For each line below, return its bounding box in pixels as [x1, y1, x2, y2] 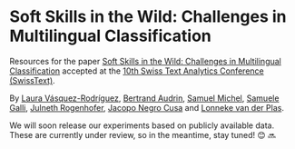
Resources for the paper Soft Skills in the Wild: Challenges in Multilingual [9, 55, 281, 66]
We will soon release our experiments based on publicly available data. [9, 120, 275, 131]
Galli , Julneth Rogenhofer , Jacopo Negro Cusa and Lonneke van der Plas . [9, 102, 284, 113]
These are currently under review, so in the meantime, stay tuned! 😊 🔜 [9, 129, 277, 140]
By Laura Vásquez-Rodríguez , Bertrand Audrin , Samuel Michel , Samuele [9, 93, 280, 104]
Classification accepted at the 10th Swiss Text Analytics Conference [9, 65, 265, 76]
